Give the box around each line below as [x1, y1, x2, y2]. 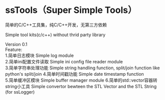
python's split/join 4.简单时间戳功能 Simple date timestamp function [5, 71, 144, 77]
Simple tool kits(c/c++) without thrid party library [5, 32, 106, 38]
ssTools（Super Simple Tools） [5, 4, 137, 16]
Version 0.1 [5, 41, 27, 47]
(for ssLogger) [5, 89, 35, 95]
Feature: [5, 47, 22, 52]
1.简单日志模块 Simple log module [5, 52, 74, 58]
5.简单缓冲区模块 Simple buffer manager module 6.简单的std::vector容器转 [5, 77, 158, 83]
